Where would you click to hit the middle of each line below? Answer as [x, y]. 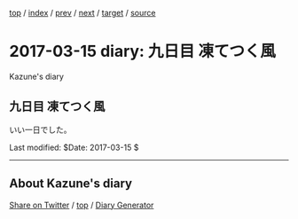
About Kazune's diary [71, 184]
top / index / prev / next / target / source [82, 13]
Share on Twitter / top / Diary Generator [82, 205]
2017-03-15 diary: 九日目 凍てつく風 [143, 51]
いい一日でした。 [40, 129]
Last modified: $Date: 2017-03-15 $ [74, 147]
